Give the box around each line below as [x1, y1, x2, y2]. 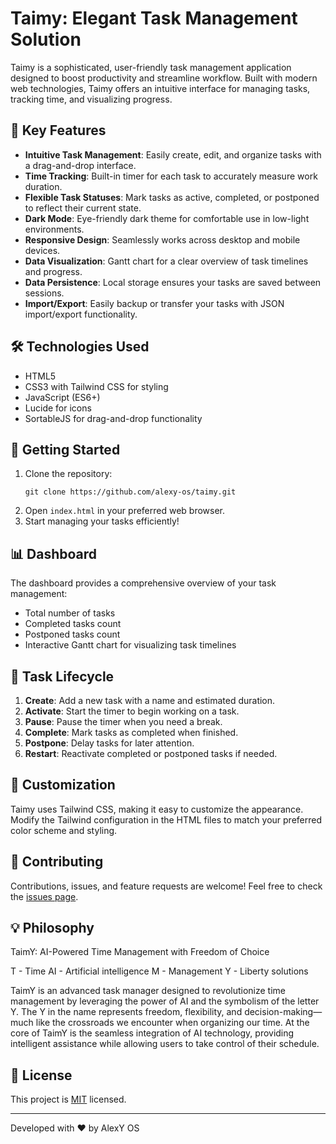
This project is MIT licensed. [10, 1093, 127, 1106]
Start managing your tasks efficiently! [24, 515, 180, 527]
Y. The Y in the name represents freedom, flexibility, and [10, 1006, 243, 1018]
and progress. [24, 265, 83, 277]
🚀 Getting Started [10, 441, 121, 458]
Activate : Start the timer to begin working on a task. [24, 705, 240, 717]
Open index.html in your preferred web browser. [24, 505, 226, 517]
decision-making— [244, 1006, 323, 1018]
